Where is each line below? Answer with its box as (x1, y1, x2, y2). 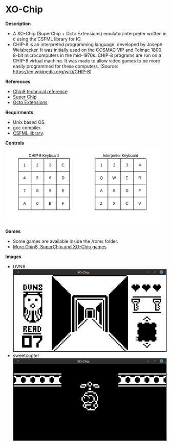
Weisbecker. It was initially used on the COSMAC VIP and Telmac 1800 (12, 47, 162, 53)
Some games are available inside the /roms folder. (12, 238, 119, 244)
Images (5, 253, 21, 260)
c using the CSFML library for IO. (12, 36, 82, 42)
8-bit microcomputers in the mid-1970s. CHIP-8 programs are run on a (12, 52, 161, 58)
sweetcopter (12, 352, 39, 358)
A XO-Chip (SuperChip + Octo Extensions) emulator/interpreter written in (12, 30, 167, 36)
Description (5, 20, 31, 27)
